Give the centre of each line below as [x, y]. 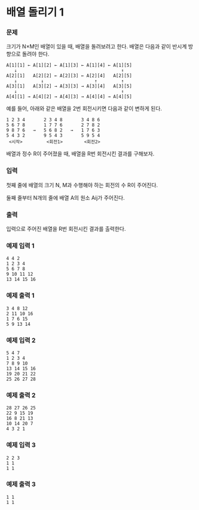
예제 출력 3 [21, 484]
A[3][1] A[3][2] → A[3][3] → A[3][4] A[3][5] [69, 86]
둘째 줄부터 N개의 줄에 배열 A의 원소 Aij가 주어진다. [65, 197]
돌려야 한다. [36, 54]
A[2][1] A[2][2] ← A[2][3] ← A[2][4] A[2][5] [69, 76]
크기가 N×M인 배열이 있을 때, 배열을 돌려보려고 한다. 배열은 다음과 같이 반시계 [97, 47]
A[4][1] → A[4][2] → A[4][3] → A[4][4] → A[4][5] [69, 97]
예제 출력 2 [21, 395]
